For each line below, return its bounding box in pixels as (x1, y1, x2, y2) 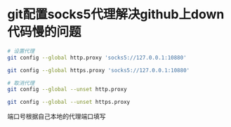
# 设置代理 (7, 47, 35, 55)
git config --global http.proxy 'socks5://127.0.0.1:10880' (7, 54, 187, 61)
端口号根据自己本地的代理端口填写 (7, 112, 106, 121)
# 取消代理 (7, 79, 35, 86)
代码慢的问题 (7, 24, 82, 40)
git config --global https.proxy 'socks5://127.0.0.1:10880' (7, 67, 190, 74)
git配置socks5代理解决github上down (7, 6, 225, 22)
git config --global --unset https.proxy (7, 99, 131, 106)
